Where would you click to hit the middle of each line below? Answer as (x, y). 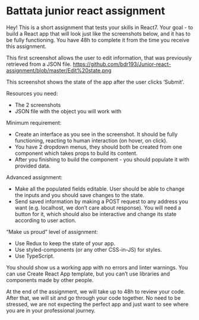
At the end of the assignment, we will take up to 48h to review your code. (96, 292)
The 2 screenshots (38, 104)
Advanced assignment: (34, 177)
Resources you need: (32, 93)
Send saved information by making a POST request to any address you (101, 201)
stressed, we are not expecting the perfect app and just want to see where (97, 304)
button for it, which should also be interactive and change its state (96, 214)
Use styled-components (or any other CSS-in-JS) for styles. (88, 249)
